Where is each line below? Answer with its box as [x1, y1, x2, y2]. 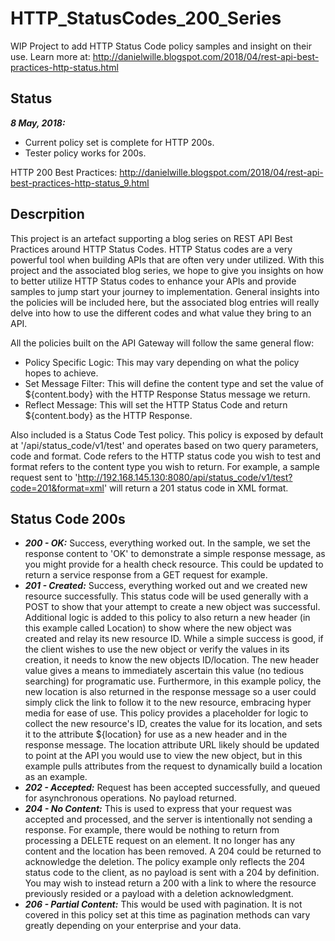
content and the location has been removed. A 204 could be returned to [24, 845, 322, 857]
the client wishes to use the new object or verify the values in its [24, 643, 290, 656]
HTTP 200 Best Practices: [10, 166, 118, 178]
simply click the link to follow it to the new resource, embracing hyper [24, 697, 312, 709]
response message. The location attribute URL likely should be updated [24, 739, 320, 751]
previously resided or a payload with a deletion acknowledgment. [24, 888, 294, 900]
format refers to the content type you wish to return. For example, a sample [10, 460, 320, 472]
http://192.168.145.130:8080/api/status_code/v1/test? [77, 471, 293, 483]
